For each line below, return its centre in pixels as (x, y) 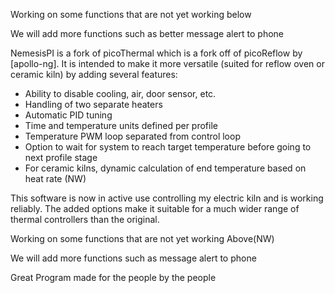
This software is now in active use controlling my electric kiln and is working (167, 198)
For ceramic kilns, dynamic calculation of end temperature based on (165, 168)
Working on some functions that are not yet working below (131, 14)
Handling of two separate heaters (93, 104)
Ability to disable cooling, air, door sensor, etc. (120, 93)
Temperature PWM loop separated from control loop (132, 136)
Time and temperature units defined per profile (121, 125)
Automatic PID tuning (68, 115)
